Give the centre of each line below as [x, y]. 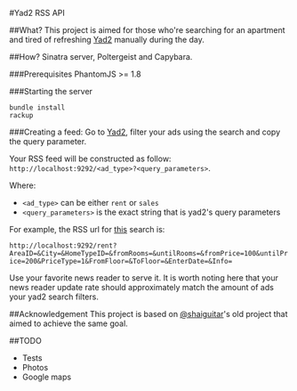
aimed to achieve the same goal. [69, 323]
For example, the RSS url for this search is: [87, 229]
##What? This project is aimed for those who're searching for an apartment [148, 30]
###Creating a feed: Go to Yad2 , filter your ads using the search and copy [145, 132]
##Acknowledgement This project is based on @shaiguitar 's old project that [148, 314]
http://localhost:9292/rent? [63, 246]
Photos [35, 367]
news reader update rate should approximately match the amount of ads [141, 287]
